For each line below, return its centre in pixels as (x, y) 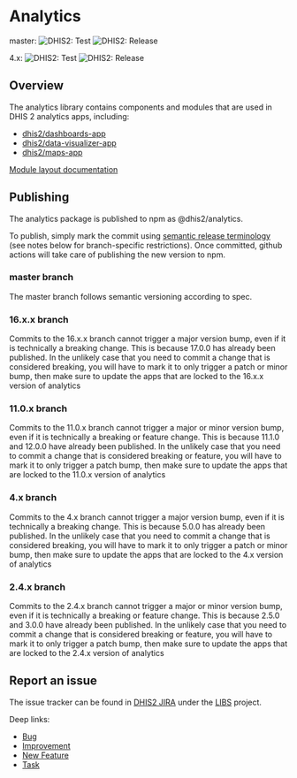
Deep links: (30, 719)
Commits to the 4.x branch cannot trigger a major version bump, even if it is (147, 517)
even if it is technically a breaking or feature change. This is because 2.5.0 (145, 615)
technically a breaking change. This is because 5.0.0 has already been (137, 526)
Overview (37, 86)
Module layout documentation (64, 169)
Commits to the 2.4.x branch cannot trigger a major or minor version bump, (146, 606)
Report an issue (53, 681)
